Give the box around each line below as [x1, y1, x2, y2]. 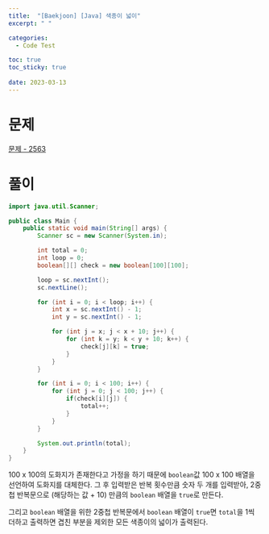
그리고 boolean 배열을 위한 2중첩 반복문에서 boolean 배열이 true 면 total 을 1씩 [8, 507, 255, 517]
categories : [8, 34, 48, 42]
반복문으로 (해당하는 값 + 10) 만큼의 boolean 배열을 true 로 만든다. [16, 490, 224, 500]
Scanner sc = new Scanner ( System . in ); [37, 232, 168, 240]
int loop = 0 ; [37, 254, 85, 262]
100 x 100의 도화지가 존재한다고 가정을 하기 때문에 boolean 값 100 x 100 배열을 [8, 469, 255, 480]
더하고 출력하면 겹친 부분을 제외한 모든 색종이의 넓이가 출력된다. [8, 517, 209, 527]
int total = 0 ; [37, 247, 89, 255]
